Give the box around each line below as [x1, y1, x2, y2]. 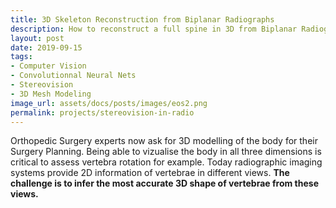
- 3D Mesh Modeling [10, 89, 92, 99]
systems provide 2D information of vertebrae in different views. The [10, 167, 290, 179]
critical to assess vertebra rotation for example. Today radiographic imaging [10, 156, 323, 168]
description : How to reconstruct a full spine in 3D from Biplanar [10, 24, 298, 34]
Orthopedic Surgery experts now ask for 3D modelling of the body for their [10, 135, 318, 147]
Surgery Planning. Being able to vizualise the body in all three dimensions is [10, 146, 322, 158]
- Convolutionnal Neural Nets [10, 71, 137, 81]
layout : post [10, 33, 65, 43]
